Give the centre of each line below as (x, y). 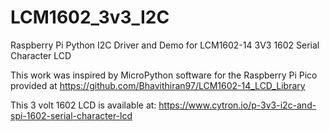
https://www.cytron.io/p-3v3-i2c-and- (237, 105)
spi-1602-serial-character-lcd (71, 115)
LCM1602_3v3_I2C (90, 17)
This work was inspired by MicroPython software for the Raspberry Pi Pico (164, 75)
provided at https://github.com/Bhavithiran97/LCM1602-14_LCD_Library (158, 85)
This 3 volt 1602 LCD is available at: (83, 105)
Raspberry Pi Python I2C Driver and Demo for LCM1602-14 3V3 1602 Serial (165, 45)
